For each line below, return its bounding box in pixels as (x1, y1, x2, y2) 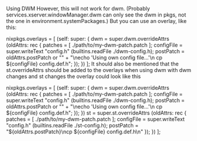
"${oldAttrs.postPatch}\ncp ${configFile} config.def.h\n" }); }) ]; (6, 128, 161, 135)
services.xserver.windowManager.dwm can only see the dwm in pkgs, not (6, 11, 186, 18)
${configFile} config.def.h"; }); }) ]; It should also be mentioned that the (6, 60, 179, 67)
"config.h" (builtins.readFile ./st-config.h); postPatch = (6, 122, 139, 129)
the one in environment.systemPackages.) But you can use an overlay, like (6, 18, 187, 24)
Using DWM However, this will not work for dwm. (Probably (6, 5, 150, 12)
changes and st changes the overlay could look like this (6, 73, 141, 80)
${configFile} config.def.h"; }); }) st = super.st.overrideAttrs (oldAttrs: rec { (6, 109, 187, 116)
